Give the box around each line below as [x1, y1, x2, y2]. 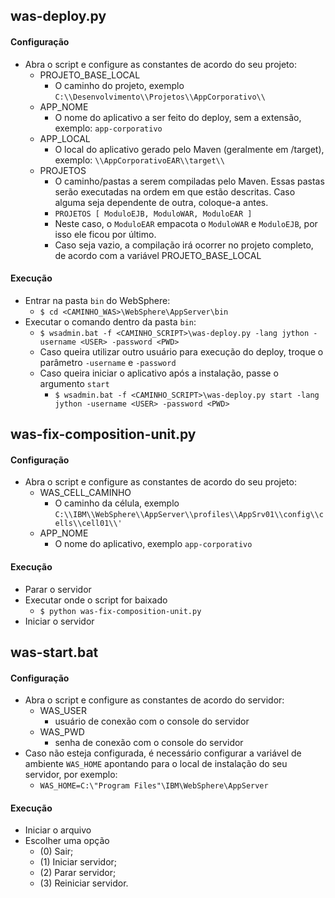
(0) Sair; [39, 845, 74, 858]
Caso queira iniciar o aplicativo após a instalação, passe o [39, 367, 279, 379]
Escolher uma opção [24, 835, 110, 847]
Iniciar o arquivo [24, 824, 92, 836]
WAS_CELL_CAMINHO [39, 487, 132, 499]
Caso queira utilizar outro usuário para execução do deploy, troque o [39, 345, 324, 358]
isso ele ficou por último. [54, 228, 157, 240]
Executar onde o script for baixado [24, 594, 168, 606]
